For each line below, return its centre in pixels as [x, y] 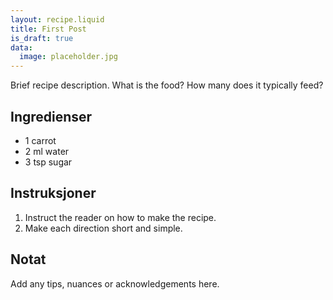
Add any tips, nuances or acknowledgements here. [115, 283]
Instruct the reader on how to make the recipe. [120, 217]
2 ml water [47, 151]
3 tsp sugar [48, 162]
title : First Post [48, 29]
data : [21, 47]
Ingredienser [51, 116]
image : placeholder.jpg [68, 57]
